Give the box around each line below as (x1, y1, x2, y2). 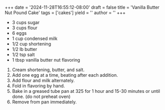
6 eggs (12, 30, 27, 36)
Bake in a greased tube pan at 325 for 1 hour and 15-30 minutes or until (12, 88, 160, 94)
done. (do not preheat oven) (12, 93, 71, 99)
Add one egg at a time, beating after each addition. (12, 72, 118, 78)
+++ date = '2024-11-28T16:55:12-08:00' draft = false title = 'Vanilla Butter (5, 5, 160, 10)
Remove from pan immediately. (12, 99, 77, 105)
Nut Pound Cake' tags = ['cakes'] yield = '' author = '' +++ (5, 10, 126, 16)
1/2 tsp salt (12, 51, 35, 58)
